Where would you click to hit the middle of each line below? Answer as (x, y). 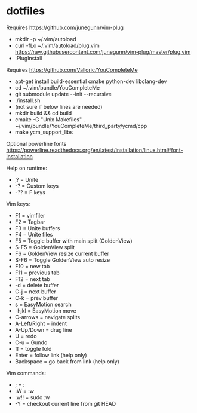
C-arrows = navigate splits (47, 317)
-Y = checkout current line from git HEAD (65, 403)
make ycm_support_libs (44, 132)
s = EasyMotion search (43, 304)
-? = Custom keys (36, 186)
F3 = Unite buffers (37, 228)
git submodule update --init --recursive (63, 94)
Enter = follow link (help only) (51, 355)
